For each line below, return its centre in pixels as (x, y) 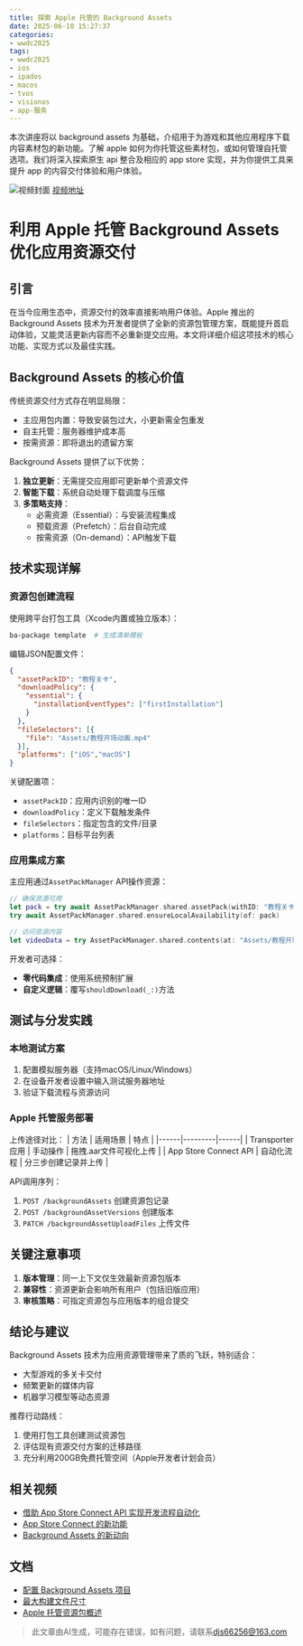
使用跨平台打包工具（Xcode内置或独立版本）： (95, 618)
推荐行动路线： (37, 1416)
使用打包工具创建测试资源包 (74, 1435)
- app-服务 (28, 110)
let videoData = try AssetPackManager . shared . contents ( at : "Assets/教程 (147, 940)
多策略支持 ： (46, 503)
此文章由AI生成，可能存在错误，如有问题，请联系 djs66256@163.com (159, 1632)
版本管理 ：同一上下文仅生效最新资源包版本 (101, 1278)
